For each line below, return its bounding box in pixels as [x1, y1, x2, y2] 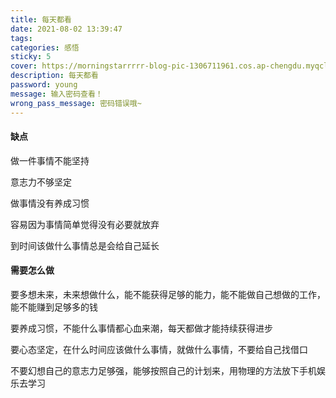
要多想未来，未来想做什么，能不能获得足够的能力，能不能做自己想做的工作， [10, 288, 326, 300]
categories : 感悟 [10, 42, 80, 53]
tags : [10, 33, 33, 43]
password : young [10, 80, 78, 90]
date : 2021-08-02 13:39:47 [10, 24, 123, 34]
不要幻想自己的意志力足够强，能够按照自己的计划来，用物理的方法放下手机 [10, 364, 317, 376]
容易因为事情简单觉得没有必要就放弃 [10, 218, 160, 230]
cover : [10, 61, 38, 71]
